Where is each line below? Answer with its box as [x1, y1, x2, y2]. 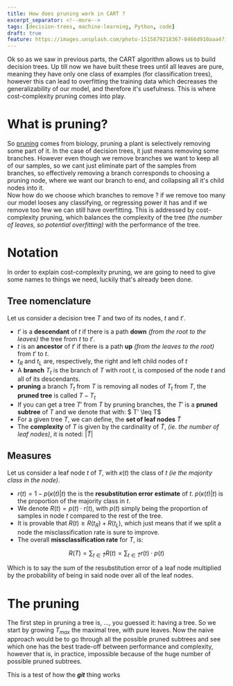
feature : [7, 36, 33, 43]
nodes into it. [7, 183, 45, 192]
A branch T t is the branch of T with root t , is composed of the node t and [17, 366, 225, 376]
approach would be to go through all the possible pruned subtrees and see [7, 635, 221, 644]
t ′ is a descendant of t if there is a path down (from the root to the [17, 327, 207, 336]
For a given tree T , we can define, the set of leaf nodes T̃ [17, 415, 182, 423]
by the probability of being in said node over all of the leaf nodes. [7, 571, 194, 580]
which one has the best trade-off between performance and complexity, [7, 642, 214, 651]
